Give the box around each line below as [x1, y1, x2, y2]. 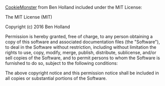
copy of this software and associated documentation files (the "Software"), [5, 39, 160, 45]
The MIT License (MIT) [5, 14, 53, 20]
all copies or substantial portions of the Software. [5, 75, 107, 81]
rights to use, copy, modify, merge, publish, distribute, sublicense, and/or [5, 50, 156, 55]
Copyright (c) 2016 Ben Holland [5, 24, 70, 30]
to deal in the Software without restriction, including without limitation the [5, 44, 156, 50]
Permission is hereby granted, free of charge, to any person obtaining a [5, 34, 153, 39]
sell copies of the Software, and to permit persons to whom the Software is [5, 55, 160, 61]
